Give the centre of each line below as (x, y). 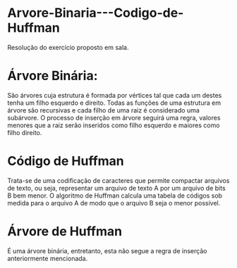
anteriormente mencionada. (48, 258)
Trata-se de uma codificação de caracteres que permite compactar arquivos (119, 180)
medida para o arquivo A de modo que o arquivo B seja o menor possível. (114, 203)
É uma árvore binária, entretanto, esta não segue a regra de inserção (107, 250)
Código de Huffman (66, 161)
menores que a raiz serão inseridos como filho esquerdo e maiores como (114, 125)
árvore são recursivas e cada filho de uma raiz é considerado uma (103, 110)
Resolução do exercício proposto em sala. (68, 47)
